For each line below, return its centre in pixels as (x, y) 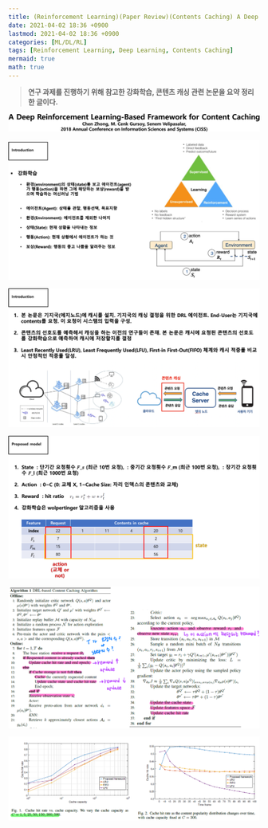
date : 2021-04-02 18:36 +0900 (59, 25)
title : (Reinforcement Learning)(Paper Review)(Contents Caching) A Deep (134, 17)
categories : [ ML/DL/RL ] (48, 42)
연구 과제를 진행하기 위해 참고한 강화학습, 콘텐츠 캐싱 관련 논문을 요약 (134, 92)
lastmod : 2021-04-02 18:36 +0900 (64, 33)
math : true (26, 68)
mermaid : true (32, 59)
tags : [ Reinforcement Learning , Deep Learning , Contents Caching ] (121, 51)
